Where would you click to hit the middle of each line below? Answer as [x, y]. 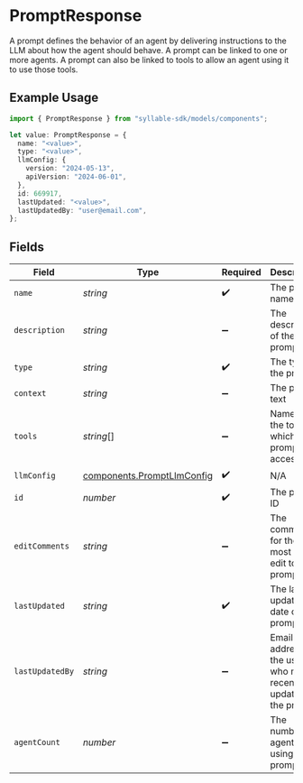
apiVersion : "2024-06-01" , [76, 177]
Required [241, 272]
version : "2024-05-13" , [70, 169]
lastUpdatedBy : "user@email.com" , [82, 210]
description [40, 331]
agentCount [37, 742]
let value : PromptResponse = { [68, 135]
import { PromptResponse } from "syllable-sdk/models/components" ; [139, 118]
